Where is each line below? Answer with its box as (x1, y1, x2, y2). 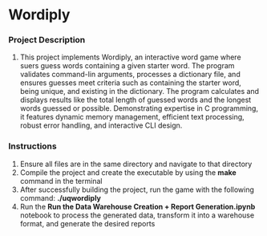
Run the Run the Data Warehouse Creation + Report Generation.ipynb (19, 201, 256, 211)
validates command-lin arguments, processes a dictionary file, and (19, 70, 241, 79)
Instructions (8, 140, 58, 152)
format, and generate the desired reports (19, 218, 156, 228)
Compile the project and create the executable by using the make (19, 167, 237, 177)
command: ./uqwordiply (19, 193, 102, 202)
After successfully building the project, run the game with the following (19, 185, 255, 194)
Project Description (8, 35, 86, 46)
